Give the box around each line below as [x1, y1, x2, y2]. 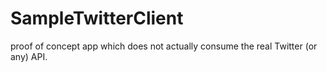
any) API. [10, 50, 48, 62]
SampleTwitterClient [10, 7, 184, 30]
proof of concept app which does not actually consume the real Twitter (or [10, 40, 318, 52]
